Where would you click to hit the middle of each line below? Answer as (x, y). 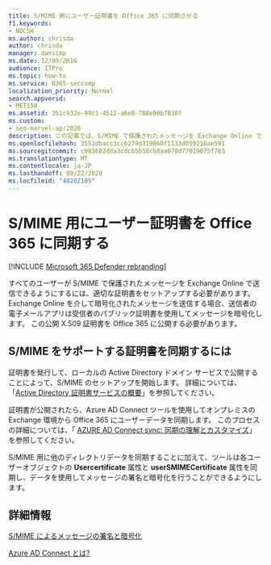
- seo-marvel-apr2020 (45, 128)
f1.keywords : (30, 23)
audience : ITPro (35, 69)
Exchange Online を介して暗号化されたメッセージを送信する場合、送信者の (133, 303)
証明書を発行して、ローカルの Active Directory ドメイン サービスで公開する (133, 372)
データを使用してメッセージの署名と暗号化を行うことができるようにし (146, 477)
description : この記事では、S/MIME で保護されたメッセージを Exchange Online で (135, 136)
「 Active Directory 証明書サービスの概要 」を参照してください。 (114, 392)
